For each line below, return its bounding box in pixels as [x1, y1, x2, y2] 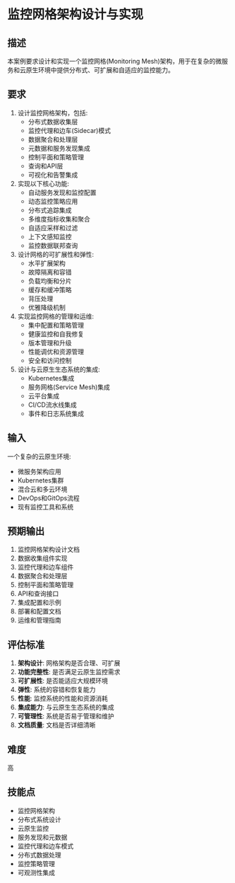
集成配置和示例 [17, 599, 61, 607]
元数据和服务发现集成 [28, 144, 90, 152]
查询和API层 [28, 161, 64, 170]
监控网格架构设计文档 [17, 546, 80, 554]
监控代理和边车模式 [17, 841, 74, 850]
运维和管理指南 [17, 616, 61, 625]
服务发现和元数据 [17, 833, 68, 841]
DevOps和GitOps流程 [17, 493, 80, 502]
